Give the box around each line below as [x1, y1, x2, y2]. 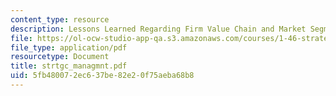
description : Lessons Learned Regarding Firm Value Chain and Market [10, 24, 307, 34]
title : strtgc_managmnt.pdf [10, 61, 128, 71]
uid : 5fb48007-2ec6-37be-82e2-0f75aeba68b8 [10, 71, 195, 81]
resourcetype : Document [10, 52, 110, 62]
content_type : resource [10, 14, 110, 25]
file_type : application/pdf [10, 42, 128, 53]
